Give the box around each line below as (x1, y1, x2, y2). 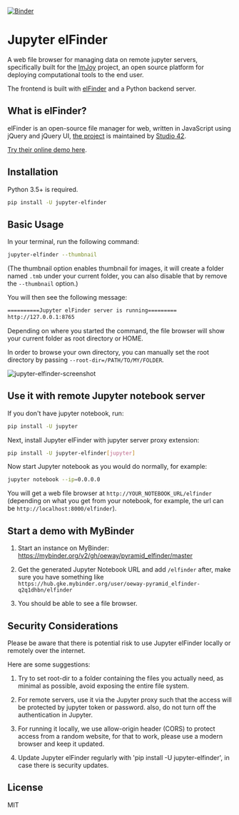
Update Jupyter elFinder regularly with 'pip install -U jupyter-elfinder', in (17, 753, 230, 761)
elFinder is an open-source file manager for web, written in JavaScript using (7, 123, 232, 132)
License (7, 781, 44, 794)
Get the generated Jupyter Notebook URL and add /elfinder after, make (17, 565, 231, 574)
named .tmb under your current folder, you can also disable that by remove (7, 272, 228, 280)
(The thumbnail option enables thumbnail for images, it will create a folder (7, 264, 225, 273)
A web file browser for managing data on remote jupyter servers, (7, 55, 198, 64)
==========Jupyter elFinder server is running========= (7, 307, 177, 314)
